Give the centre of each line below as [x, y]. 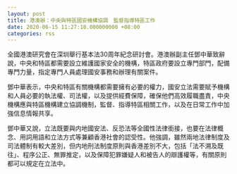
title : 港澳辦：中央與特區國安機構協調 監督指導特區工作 [81, 20]
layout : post [26, 14]
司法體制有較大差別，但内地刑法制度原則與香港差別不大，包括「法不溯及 [112, 146]
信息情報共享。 [35, 113]
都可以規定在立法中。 [38, 163]
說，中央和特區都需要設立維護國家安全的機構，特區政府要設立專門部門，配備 [119, 63]
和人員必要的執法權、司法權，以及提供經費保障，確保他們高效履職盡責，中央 [119, 96]
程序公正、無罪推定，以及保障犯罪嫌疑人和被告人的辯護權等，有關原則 [124, 155]
